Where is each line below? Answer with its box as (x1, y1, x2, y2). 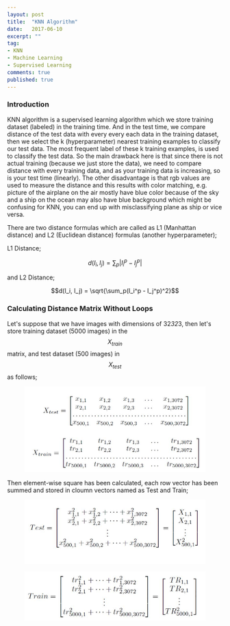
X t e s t (108, 360, 122, 371)
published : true (7, 76, 53, 83)
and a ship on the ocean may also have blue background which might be (7, 196, 212, 204)
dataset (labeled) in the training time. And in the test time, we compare (7, 122, 206, 130)
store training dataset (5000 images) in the (7, 327, 128, 335)
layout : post (7, 11, 44, 18)
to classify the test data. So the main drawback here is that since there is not (7, 152, 223, 160)
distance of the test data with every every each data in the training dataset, (7, 130, 219, 138)
